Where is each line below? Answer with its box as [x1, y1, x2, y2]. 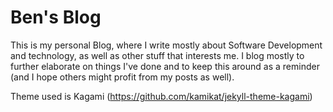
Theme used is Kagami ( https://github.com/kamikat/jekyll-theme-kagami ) [10, 90, 313, 102]
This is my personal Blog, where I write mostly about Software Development [10, 39, 323, 51]
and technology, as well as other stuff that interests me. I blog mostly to [10, 49, 305, 61]
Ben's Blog [10, 6, 102, 29]
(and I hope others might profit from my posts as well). [10, 71, 235, 83]
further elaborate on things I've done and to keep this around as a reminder [10, 60, 320, 72]
